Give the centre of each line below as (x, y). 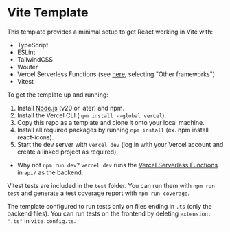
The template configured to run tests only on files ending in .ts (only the (110, 206)
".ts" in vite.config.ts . (42, 220)
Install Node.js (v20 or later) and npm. (71, 108)
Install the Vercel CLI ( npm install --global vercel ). (92, 115)
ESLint (26, 52)
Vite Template (48, 13)
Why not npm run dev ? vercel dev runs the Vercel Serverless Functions (117, 165)
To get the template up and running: (58, 95)
